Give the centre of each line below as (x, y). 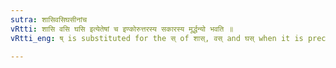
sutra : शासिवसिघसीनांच (49, 19)
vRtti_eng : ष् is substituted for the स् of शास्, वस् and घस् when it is (157, 38)
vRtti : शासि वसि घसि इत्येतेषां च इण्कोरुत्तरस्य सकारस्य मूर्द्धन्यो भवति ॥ (122, 29)
